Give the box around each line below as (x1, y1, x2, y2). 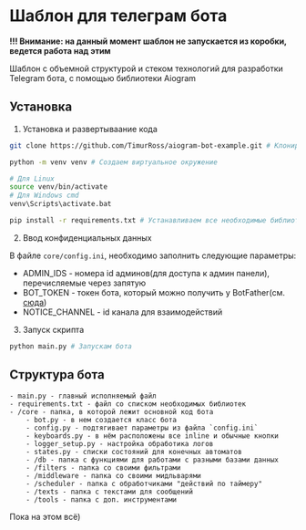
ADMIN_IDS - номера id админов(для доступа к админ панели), (22, 267, 270, 278)
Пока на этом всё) (9, 511, 81, 522)
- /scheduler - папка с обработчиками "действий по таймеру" (25, 479, 262, 488)
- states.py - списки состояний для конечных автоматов (25, 447, 243, 456)
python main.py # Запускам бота (9, 341, 132, 351)
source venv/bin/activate (9, 182, 107, 192)
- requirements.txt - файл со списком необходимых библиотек (9, 399, 247, 409)
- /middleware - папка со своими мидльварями (25, 471, 202, 480)
